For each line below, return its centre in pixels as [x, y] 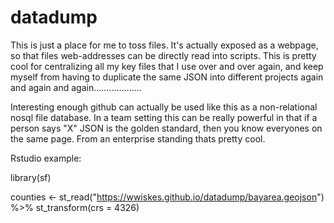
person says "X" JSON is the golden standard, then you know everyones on [166, 128]
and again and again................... [76, 87]
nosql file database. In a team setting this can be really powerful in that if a [164, 117]
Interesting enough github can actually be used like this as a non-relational [164, 107]
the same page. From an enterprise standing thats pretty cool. [138, 138]
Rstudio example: [46, 158]
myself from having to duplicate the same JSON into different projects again [167, 77]
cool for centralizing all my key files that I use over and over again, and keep [167, 66]
